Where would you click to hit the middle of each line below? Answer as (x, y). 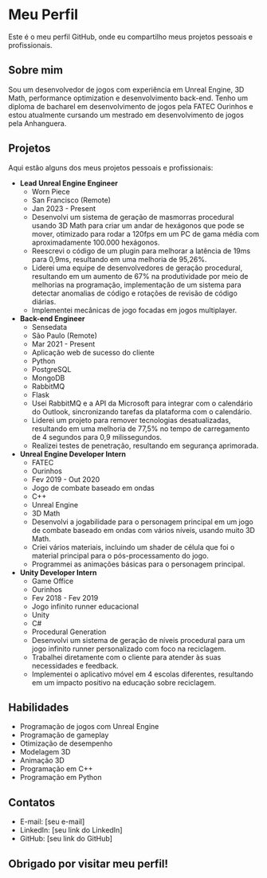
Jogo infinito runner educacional (85, 606)
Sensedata (49, 327)
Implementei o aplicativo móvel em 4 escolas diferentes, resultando (142, 674)
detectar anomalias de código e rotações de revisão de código (134, 293)
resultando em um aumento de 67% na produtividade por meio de (140, 276)
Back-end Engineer (52, 318)
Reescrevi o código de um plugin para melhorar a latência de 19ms (141, 251)
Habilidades (39, 707)
